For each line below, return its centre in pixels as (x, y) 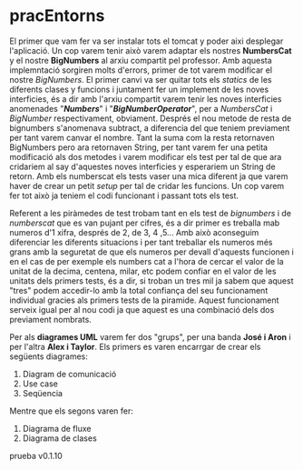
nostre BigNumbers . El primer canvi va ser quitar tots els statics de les (141, 79)
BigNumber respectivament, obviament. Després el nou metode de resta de (151, 118)
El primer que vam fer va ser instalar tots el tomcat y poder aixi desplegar (147, 41)
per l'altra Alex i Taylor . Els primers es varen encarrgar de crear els (135, 346)
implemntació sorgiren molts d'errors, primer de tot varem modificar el (141, 70)
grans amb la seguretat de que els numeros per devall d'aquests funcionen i (152, 252)
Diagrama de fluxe (57, 428)
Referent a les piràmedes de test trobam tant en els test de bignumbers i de (151, 213)
